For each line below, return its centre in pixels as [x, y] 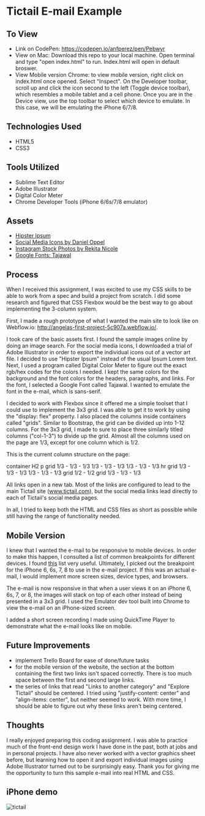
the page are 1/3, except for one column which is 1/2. [73, 443]
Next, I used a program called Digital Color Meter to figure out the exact [97, 365]
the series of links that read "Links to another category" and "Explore [102, 686]
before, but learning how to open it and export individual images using [95, 760]
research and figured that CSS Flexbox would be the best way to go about [99, 303]
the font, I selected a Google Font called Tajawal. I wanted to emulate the [98, 385]
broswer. [26, 68]
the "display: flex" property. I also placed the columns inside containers [96, 416]
